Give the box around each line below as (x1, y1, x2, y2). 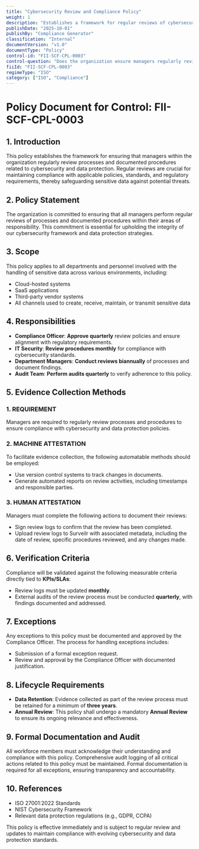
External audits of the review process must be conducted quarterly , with (14, 593, 193, 600)
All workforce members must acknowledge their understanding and (6, 747, 171, 755)
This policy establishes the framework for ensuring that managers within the (6, 153, 192, 160)
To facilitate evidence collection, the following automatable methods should (6, 453, 191, 460)
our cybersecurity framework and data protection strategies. (6, 229, 154, 236)
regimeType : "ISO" (6, 69, 52, 75)
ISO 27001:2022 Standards (14, 799, 81, 806)
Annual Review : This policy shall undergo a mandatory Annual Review (14, 708, 188, 715)
